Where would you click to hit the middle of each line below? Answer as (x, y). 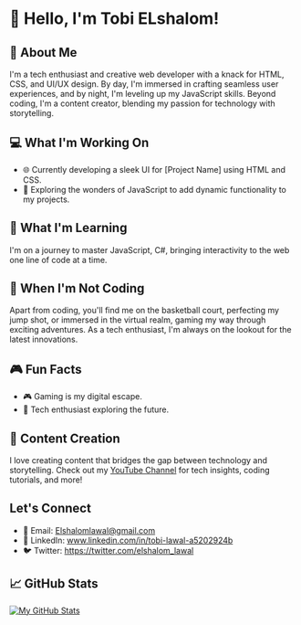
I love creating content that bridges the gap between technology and (138, 461)
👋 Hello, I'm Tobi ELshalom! (114, 19)
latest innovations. (44, 339)
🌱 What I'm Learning (68, 228)
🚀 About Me (43, 53)
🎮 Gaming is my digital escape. (83, 397)
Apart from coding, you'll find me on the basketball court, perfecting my (145, 311)
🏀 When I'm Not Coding (77, 288)
